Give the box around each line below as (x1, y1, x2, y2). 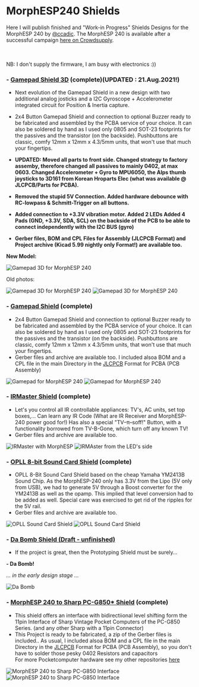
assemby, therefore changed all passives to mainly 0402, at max (14, 162, 178, 170)
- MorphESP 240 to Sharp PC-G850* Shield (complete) (6, 598, 169, 607)
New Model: (6, 253, 37, 260)
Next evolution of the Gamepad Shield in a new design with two (14, 89, 170, 96)
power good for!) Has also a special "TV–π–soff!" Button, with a (26, 418, 181, 426)
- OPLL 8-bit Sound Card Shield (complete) (6, 458, 132, 466)
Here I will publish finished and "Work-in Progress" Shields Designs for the (6, 24, 189, 31)
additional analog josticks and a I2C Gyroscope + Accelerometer (14, 95, 173, 102)
